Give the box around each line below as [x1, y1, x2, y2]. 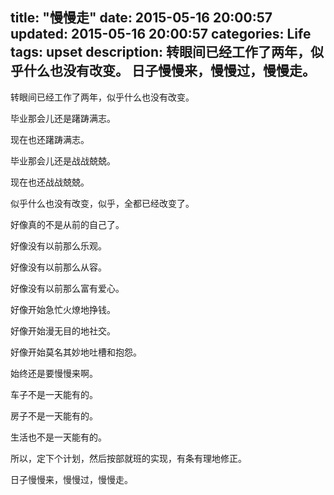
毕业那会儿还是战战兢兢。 [10, 154, 116, 167]
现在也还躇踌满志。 [10, 133, 90, 145]
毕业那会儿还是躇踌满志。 [10, 112, 116, 124]
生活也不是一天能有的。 [10, 431, 107, 443]
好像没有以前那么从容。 [10, 261, 107, 273]
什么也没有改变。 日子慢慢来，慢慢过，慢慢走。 [23, 63, 316, 80]
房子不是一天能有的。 [10, 409, 98, 422]
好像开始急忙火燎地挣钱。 [10, 303, 116, 315]
